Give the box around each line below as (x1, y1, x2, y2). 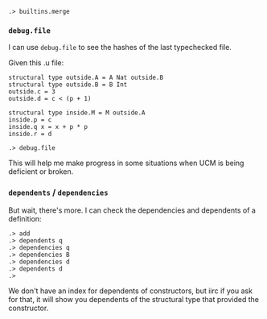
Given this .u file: (8, 58, 64, 68)
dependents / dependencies (8, 187, 109, 198)
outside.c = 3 (8, 88, 56, 96)
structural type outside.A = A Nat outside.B (8, 73, 163, 82)
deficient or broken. (8, 167, 74, 176)
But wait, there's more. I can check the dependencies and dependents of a (8, 205, 256, 215)
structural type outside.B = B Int (8, 81, 128, 89)
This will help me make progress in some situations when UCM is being (8, 158, 244, 168)
